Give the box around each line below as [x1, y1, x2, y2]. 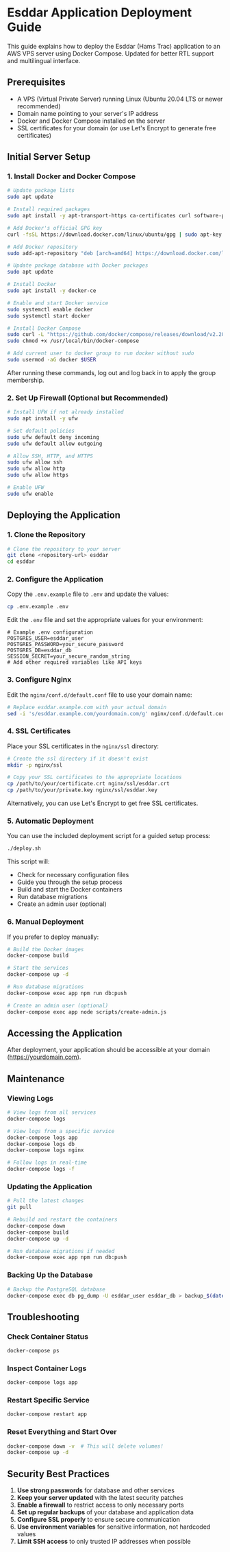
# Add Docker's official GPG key [7, 224, 103, 231]
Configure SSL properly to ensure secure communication [16, 1516, 180, 1524]
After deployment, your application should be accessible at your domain [7, 1046, 210, 1054]
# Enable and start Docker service [7, 300, 109, 307]
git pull [7, 1204, 32, 1211]
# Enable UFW [7, 484, 44, 491]
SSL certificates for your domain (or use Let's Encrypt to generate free [16, 123, 217, 132]
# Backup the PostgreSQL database [7, 1286, 106, 1293]
